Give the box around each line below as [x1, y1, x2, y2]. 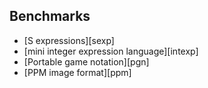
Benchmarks [9, 8, 91, 25]
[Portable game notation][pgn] [23, 55, 150, 68]
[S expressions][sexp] [23, 34, 115, 46]
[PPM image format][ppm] [23, 66, 132, 78]
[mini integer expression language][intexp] [23, 45, 199, 57]
